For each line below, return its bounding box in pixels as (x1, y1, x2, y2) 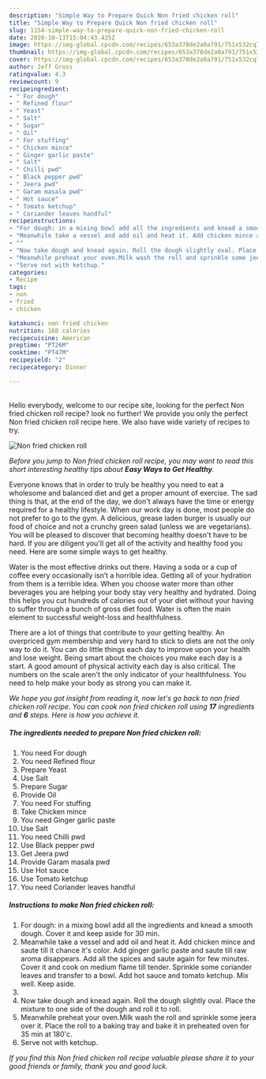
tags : (9, 283, 27, 291)
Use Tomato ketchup (20, 874, 89, 883)
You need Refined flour (20, 756, 96, 766)
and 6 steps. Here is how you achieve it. (9, 710, 140, 719)
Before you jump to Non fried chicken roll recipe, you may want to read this (9, 455, 254, 466)
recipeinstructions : (9, 217, 77, 225)
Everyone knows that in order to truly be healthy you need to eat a (9, 479, 224, 489)
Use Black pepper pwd (20, 840, 96, 849)
